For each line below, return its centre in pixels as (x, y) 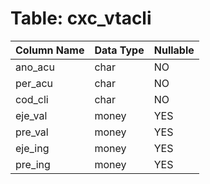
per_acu (34, 83)
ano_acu (35, 67)
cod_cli (32, 99)
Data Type (119, 50)
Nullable (174, 50)
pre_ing (33, 164)
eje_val (31, 115)
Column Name (50, 50)
